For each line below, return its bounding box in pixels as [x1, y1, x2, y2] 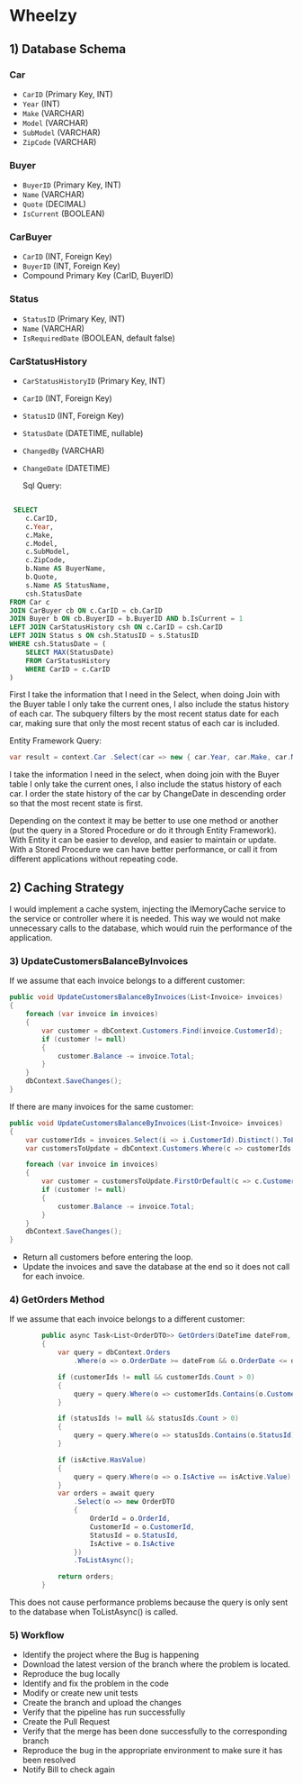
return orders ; [57, 1572, 115, 1581]
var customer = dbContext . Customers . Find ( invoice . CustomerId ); [41, 1026, 283, 1035]
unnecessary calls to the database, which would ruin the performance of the [9, 923, 293, 933]
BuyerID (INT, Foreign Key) [22, 260, 121, 271]
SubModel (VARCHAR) [22, 127, 101, 138]
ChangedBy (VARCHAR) [22, 445, 105, 456]
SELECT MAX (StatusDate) [25, 648, 115, 657]
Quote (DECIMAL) [22, 199, 87, 210]
